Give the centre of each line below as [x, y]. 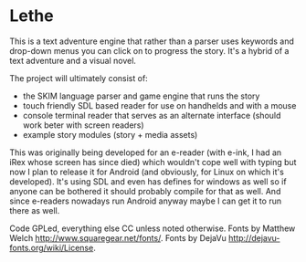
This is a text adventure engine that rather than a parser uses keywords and [152, 41]
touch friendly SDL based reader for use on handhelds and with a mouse [159, 105]
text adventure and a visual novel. [73, 60]
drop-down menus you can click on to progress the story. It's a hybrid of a [149, 50]
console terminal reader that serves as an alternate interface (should [152, 115]
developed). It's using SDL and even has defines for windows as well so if [148, 181]
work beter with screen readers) [83, 125]
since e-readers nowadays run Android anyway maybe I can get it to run [145, 201]
